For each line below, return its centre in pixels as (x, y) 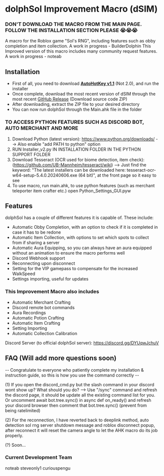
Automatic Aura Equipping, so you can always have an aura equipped (82, 248)
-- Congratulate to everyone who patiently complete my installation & (74, 370)
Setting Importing (30, 328)
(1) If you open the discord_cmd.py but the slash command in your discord (80, 384)
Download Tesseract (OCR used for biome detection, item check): (78, 159)
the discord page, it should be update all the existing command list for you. (80, 395)
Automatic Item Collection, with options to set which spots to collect (81, 238)
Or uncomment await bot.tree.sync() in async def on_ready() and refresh (78, 400)
